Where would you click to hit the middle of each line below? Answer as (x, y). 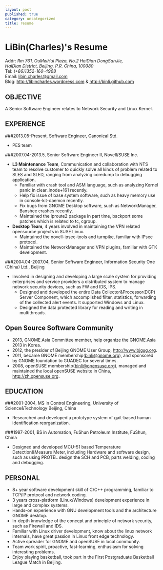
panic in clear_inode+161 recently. (53, 190)
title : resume (20, 23)
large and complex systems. (41, 505)
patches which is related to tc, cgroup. (58, 221)
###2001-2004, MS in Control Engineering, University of (62, 403)
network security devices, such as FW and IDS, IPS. (64, 286)
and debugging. (28, 463)
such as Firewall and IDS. (38, 526)
